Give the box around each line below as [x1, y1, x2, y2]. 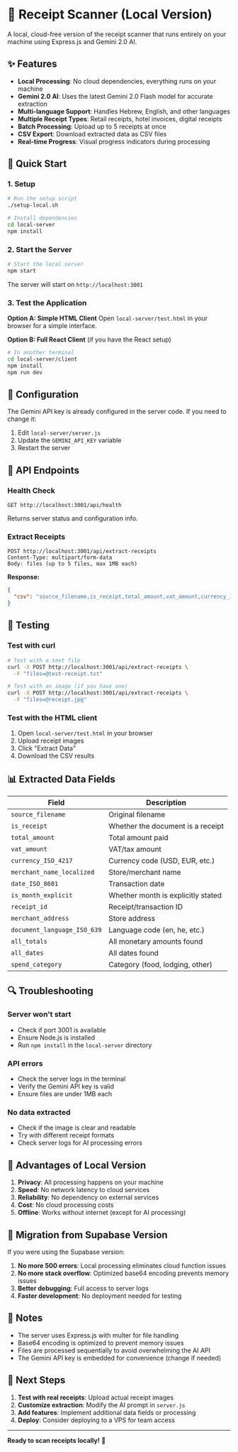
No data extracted [7, 1108, 71, 1118]
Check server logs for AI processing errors [17, 1139, 143, 1147]
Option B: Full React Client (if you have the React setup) [7, 335, 171, 344]
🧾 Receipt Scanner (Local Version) [7, 6, 212, 23]
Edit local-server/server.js [17, 429, 101, 437]
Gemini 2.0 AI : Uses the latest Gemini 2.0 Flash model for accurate [17, 92, 214, 100]
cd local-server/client [7, 356, 78, 363]
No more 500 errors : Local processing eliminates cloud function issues [17, 1262, 227, 1270]
